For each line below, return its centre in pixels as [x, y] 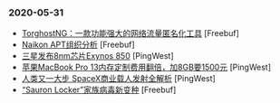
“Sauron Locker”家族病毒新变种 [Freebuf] [99, 90]
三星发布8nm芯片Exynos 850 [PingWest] [97, 56]
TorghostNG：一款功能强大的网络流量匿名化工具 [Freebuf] [130, 33]
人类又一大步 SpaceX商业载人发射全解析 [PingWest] [119, 79]
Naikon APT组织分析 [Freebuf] [78, 45]
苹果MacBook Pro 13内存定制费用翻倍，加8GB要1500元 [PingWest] [146, 67]
